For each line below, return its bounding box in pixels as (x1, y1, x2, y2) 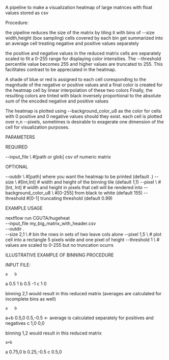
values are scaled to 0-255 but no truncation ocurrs (5, 242, 114, 248)
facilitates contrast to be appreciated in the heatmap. (5, 66, 117, 72)
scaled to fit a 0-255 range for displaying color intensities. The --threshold (5, 56, 161, 62)
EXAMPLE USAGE (5, 205, 43, 211)
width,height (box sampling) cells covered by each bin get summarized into (5, 35, 163, 41)
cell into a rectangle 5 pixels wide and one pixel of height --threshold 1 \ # (5, 237, 160, 243)
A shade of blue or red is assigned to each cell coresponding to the (5, 76, 147, 82)
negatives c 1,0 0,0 (5, 320, 45, 326)
